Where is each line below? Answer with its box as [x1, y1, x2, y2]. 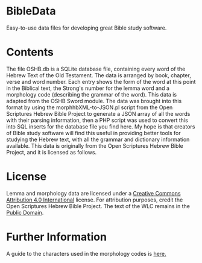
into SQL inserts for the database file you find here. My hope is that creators [6, 122, 195, 130]
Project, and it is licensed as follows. [6, 148, 97, 156]
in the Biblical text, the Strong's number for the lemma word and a [6, 84, 170, 92]
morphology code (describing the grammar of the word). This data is [6, 90, 177, 98]
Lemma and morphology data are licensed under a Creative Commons [6, 189, 181, 197]
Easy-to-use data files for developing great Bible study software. [6, 24, 167, 31]
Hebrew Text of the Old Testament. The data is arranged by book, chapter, [6, 71, 191, 79]
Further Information [6, 230, 107, 244]
